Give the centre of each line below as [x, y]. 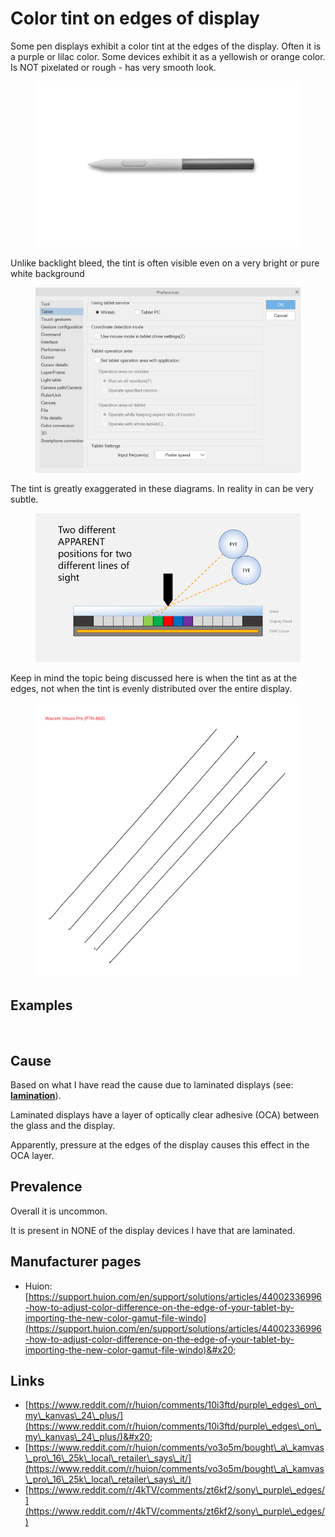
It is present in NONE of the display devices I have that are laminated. [153, 1230]
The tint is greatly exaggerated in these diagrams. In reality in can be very [162, 488]
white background [47, 273]
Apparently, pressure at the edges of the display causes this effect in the [160, 1144]
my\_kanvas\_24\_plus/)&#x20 [87, 1437]
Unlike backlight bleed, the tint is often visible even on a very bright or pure [165, 263]
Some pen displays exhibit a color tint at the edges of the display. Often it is [166, 46]
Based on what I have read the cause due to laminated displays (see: [152, 1084]
